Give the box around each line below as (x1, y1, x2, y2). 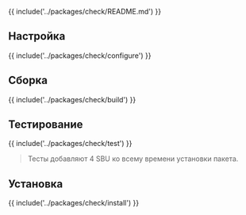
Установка (8, 177, 63, 190)
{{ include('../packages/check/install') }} (8, 198, 140, 208)
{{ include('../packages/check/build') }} (8, 94, 136, 104)
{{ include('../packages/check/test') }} (8, 139, 133, 148)
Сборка (8, 74, 48, 87)
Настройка (8, 29, 66, 43)
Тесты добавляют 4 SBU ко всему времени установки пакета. (27, 154, 239, 163)
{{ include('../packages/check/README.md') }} (8, 7, 161, 16)
